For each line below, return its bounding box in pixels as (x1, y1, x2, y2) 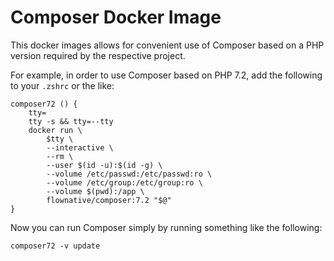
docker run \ (28, 125, 83, 135)
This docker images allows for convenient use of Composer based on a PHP (10, 39, 325, 51)
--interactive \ (46, 142, 114, 153)
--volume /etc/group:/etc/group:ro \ (46, 177, 203, 188)
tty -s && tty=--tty (28, 116, 114, 126)
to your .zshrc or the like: (10, 79, 115, 91)
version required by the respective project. (10, 49, 186, 61)
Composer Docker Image (10, 6, 222, 29)
